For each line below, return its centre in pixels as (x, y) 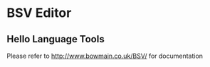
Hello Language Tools (56, 39)
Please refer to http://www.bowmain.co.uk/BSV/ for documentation (105, 56)
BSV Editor (39, 13)
